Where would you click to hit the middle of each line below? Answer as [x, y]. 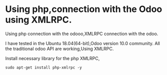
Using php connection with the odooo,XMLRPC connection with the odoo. [82, 33]
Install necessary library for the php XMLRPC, [52, 58]
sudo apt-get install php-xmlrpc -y [44, 67]
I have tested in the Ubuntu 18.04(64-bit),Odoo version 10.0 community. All [82, 43]
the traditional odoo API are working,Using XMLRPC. [60, 48]
